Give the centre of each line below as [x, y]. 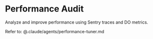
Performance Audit [44, 9]
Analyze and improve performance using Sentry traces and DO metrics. [76, 22]
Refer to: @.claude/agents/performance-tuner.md [55, 31]
